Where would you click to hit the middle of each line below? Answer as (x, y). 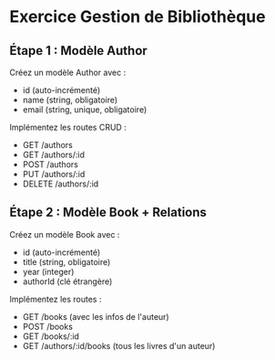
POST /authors (51, 164)
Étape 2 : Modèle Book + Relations (108, 212)
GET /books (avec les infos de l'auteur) (96, 316)
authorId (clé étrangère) (67, 281)
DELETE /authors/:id (61, 184)
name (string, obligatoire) (70, 100)
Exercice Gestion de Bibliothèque (137, 17)
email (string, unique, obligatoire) (85, 110)
